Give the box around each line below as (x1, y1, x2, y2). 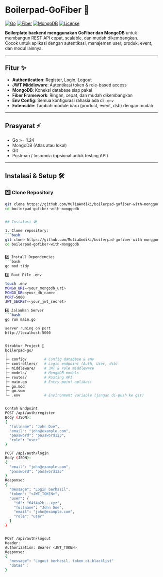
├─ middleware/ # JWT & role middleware (5, 366, 95, 371)
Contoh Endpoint (5, 406, 38, 411)
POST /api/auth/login (5, 451, 49, 456)
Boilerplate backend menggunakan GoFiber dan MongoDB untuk (5, 30, 137, 35)
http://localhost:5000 (5, 330, 51, 335)
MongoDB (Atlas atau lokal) (12, 142, 67, 148)
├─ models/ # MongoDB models (5, 370, 79, 375)
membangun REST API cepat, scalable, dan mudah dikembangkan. (5, 35, 139, 41)
